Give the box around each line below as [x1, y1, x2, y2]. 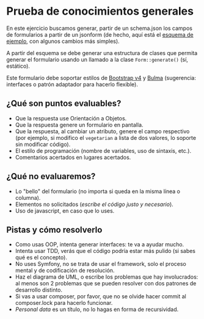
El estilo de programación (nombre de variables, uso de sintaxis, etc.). [15, 147, 191, 154]
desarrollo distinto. [15, 286, 63, 294]
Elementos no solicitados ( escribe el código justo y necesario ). [15, 200, 174, 208]
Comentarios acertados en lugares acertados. [15, 153, 131, 161]
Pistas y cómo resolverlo [6, 224, 103, 235]
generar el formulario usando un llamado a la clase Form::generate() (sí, [6, 56, 188, 63]
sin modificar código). [15, 141, 71, 148]
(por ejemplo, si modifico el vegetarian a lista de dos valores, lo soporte [15, 134, 197, 141]
